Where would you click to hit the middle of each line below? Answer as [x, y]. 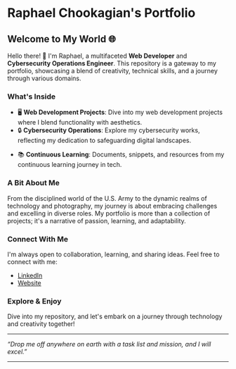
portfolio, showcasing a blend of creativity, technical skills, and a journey [112, 71]
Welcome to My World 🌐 [61, 39]
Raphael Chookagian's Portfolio [101, 13]
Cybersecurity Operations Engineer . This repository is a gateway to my [112, 63]
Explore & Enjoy [34, 301]
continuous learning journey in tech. [70, 165]
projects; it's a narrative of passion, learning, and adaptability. [97, 220]
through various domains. [45, 78]
